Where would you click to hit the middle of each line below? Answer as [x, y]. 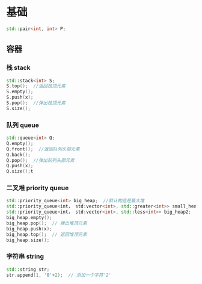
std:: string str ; [28, 269]
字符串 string [25, 256]
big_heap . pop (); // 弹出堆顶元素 [47, 223]
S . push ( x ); [20, 97]
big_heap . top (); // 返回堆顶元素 [47, 234]
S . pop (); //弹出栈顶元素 [36, 103]
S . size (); [19, 108]
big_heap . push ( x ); [29, 229]
